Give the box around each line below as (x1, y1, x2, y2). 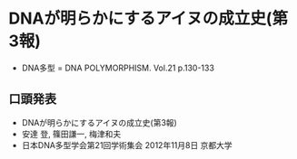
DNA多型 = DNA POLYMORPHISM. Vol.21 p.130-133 (21, 62, 215, 73)
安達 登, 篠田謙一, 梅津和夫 (21, 128, 122, 139)
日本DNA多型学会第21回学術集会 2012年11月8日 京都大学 (21, 139, 233, 150)
